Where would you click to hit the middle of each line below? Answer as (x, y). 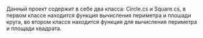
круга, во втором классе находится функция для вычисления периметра (102, 22)
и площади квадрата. (34, 28)
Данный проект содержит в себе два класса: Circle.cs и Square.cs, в (96, 9)
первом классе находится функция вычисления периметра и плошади (99, 15)
